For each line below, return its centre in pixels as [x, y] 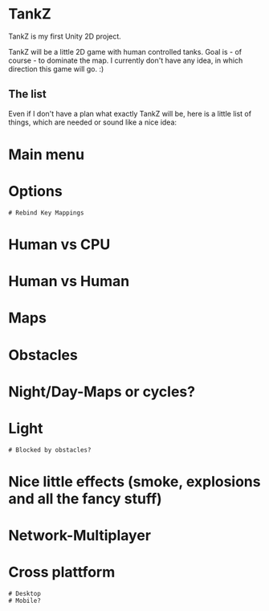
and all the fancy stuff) [85, 498]
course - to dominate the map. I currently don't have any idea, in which [126, 60]
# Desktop [25, 594]
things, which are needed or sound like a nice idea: [93, 122]
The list [27, 94]
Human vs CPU [59, 245]
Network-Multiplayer [79, 536]
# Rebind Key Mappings [46, 213]
